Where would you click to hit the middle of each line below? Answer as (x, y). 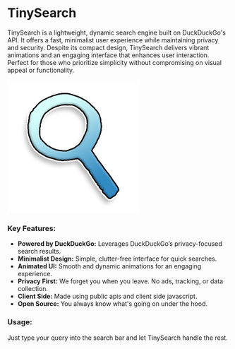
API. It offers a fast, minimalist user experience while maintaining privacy (113, 40)
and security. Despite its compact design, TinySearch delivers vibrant (108, 47)
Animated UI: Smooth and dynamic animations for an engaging (109, 266)
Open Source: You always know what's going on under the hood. (113, 304)
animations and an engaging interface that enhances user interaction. (108, 55)
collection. (32, 289)
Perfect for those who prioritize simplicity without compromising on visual (115, 62)
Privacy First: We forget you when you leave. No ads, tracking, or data (120, 281)
